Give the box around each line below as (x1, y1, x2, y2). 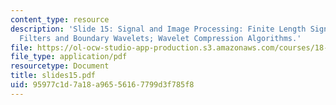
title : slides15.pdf (10, 71, 97, 81)
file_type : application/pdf (10, 52, 128, 62)
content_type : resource (10, 14, 110, 25)
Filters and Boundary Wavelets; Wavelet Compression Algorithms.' (19, 33, 302, 43)
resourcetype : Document (10, 61, 110, 71)
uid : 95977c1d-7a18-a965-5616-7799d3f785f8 (10, 80, 195, 90)
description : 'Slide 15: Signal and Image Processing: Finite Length (10, 24, 307, 34)
